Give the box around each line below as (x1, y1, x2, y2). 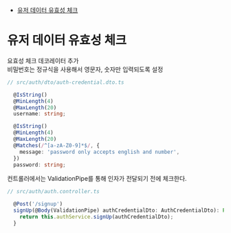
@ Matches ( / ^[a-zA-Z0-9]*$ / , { (13, 142, 100, 149)
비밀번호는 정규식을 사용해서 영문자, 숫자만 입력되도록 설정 (7, 65, 164, 74)
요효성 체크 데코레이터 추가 (7, 56, 79, 65)
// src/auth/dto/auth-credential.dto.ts (7, 78, 125, 86)
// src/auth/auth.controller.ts (7, 188, 100, 195)
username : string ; (13, 111, 67, 118)
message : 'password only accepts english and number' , (19, 148, 180, 155)
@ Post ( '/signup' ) (13, 201, 63, 208)
